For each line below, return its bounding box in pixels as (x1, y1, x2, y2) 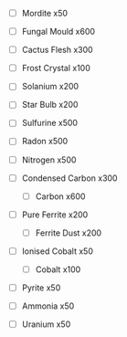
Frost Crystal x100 (21, 63, 90, 74)
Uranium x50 (21, 319, 71, 330)
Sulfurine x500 (21, 118, 79, 129)
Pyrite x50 (21, 282, 61, 293)
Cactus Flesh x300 (21, 45, 93, 56)
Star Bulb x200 (21, 100, 79, 111)
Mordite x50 (21, 8, 69, 18)
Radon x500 (21, 136, 69, 147)
